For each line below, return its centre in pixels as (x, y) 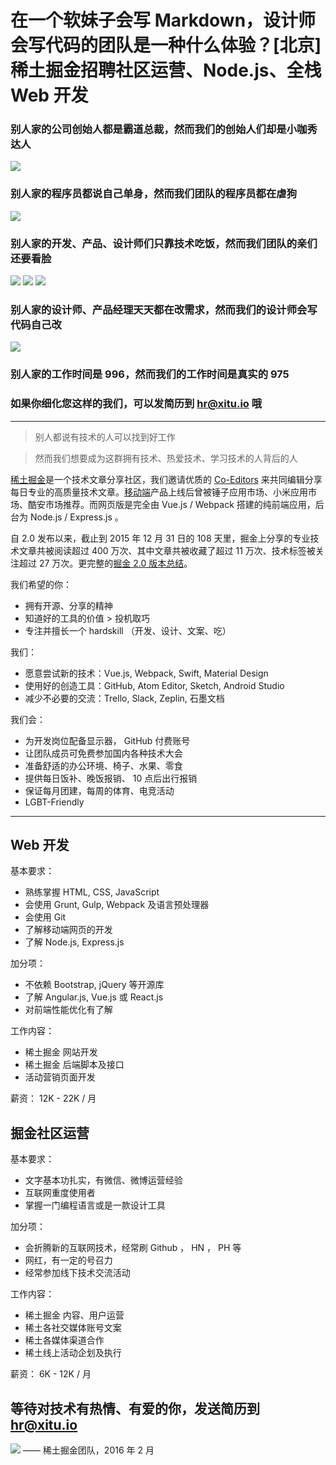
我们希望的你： (41, 584)
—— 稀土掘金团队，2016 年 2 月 (88, 1450)
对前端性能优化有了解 (68, 1010)
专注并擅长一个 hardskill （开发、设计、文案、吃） (128, 630)
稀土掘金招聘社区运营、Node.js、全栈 (166, 70)
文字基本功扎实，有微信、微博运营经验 (103, 1180)
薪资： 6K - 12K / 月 (51, 1374)
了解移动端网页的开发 (68, 930)
